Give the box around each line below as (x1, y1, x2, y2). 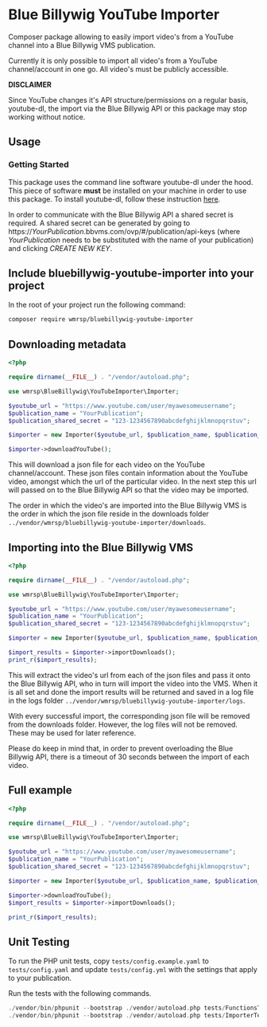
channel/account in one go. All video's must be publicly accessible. (8, 64, 229, 73)
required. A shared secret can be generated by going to (8, 218, 191, 228)
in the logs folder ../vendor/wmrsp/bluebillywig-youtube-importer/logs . (8, 696, 246, 705)
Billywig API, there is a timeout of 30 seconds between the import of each (8, 751, 250, 762)
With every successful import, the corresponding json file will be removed (8, 711, 250, 720)
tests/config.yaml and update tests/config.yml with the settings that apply (8, 965, 258, 974)
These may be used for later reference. (8, 727, 137, 738)
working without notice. (8, 112, 86, 121)
